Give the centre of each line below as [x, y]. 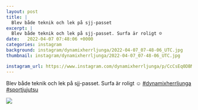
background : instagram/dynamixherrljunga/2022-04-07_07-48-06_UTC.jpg [95, 50]
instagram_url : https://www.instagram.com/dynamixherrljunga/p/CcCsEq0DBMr [101, 66]
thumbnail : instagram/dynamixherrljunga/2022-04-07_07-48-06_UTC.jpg [93, 56]
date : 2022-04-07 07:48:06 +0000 [50, 39]
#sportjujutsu [22, 89]
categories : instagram [34, 45]
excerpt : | [19, 28]
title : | [17, 17]
